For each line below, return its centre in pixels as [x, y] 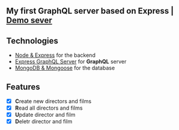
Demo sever [29, 21]
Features [23, 87]
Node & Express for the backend [55, 55]
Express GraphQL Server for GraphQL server [71, 62]
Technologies [32, 40]
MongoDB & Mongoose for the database [65, 68]
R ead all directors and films [49, 108]
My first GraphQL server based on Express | [90, 11]
